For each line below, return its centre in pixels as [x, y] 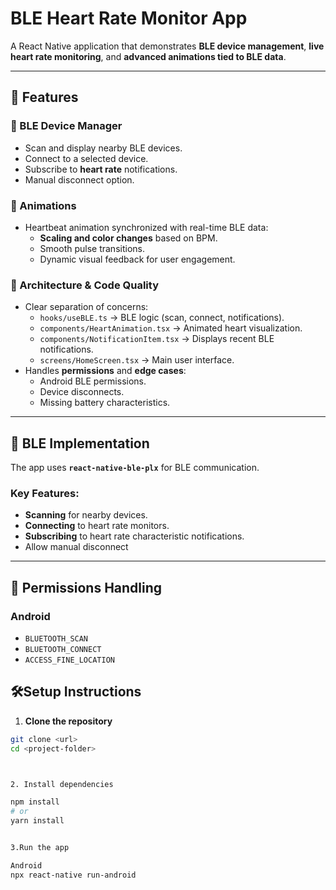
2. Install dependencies [62, 784]
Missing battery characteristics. [105, 403]
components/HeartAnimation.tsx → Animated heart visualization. [171, 328]
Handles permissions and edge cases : [105, 371]
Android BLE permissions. [93, 381]
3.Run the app [40, 848]
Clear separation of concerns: [86, 307]
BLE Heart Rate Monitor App [129, 18]
